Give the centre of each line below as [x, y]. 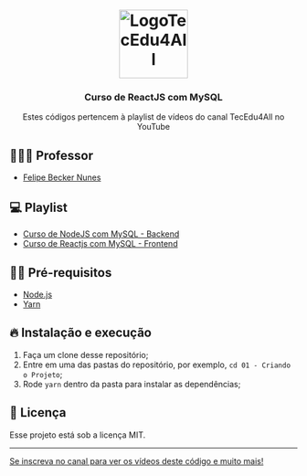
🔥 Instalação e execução [81, 333]
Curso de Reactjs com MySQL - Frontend [100, 244]
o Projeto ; [42, 374]
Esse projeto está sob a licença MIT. [78, 435]
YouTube [153, 127]
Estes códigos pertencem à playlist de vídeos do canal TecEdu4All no [153, 117]
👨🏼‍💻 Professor [52, 155]
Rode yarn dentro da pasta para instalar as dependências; [132, 384]
